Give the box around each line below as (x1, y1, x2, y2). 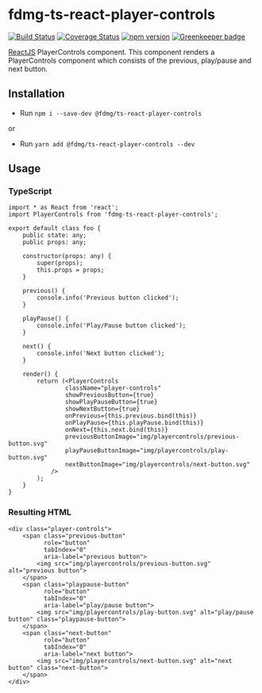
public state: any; (22, 232, 87, 240)
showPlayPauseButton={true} (64, 398, 158, 406)
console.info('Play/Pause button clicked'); (37, 321, 187, 330)
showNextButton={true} (64, 405, 141, 414)
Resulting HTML (8, 506, 71, 518)
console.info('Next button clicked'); (37, 349, 165, 358)
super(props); (37, 260, 83, 268)
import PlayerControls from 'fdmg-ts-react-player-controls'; (8, 210, 218, 219)
